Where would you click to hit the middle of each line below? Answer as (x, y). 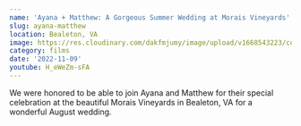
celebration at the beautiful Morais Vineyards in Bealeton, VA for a (131, 102)
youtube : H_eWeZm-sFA (50, 68)
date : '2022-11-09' (46, 59)
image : (21, 42)
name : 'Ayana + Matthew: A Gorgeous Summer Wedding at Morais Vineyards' (150, 17)
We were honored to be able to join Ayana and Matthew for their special (142, 92)
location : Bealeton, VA (54, 34)
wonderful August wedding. (60, 112)
